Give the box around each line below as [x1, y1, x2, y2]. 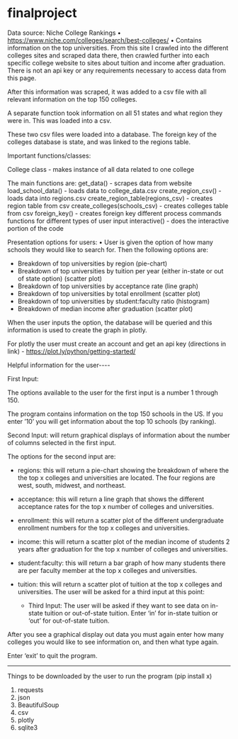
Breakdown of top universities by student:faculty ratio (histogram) [17, 297, 210, 305]
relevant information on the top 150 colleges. [7, 94, 138, 104]
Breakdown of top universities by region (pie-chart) [17, 259, 168, 268]
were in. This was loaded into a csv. [7, 116, 112, 125]
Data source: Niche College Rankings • [7, 28, 122, 37]
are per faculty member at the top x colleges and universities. [17, 566, 198, 574]
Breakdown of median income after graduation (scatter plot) [17, 304, 193, 313]
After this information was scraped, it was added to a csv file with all [7, 87, 207, 96]
